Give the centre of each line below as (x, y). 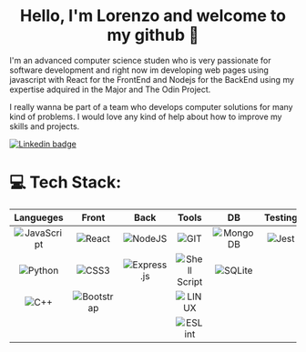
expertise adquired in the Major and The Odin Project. (110, 89)
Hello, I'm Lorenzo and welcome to (153, 16)
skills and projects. (45, 126)
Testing (280, 217)
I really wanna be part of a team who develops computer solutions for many (151, 106)
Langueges (39, 217)
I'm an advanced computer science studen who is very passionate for (140, 60)
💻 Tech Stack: (66, 182)
